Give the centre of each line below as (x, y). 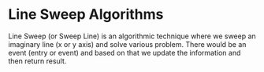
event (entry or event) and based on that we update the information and (125, 52)
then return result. (37, 61)
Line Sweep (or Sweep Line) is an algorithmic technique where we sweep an (132, 36)
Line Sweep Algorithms (86, 14)
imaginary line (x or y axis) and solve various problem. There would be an (127, 44)
